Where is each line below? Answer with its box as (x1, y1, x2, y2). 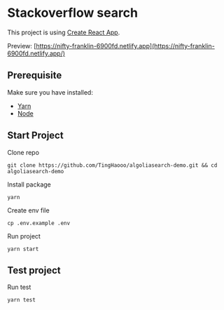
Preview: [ (7, 41, 36, 50)
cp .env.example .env (7, 220, 71, 227)
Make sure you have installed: (7, 88, 93, 96)
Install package (7, 180, 51, 189)
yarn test (7, 297, 36, 304)
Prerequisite (7, 69, 62, 81)
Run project (7, 231, 41, 240)
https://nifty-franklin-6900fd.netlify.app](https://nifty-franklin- (36, 41, 215, 50)
